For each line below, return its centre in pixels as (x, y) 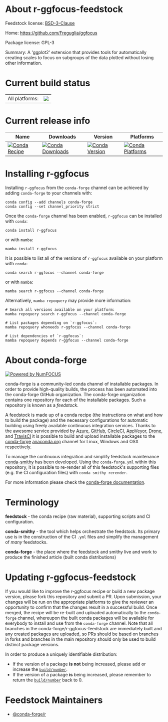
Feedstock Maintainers (54, 700)
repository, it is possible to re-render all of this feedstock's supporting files (82, 467)
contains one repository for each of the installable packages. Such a (75, 400)
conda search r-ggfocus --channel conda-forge (54, 273)
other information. (24, 63)
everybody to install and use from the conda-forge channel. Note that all (79, 623)
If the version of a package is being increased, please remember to (81, 674)
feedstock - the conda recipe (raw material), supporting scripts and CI (78, 516)
